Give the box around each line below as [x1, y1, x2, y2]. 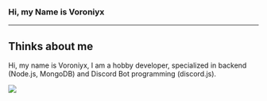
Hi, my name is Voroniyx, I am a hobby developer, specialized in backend [8, 60, 247, 70]
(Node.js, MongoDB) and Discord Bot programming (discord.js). [8, 69, 217, 79]
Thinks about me [8, 39, 94, 53]
